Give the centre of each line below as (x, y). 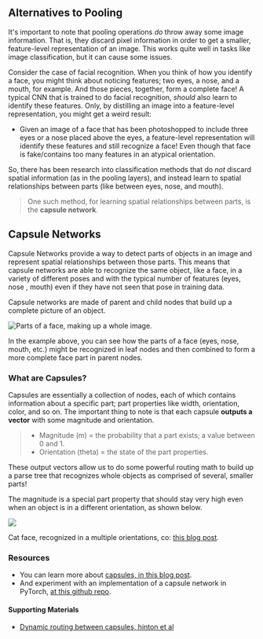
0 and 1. (52, 443)
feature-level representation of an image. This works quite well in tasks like (130, 48)
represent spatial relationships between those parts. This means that (119, 262)
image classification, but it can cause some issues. (90, 57)
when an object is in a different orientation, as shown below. (105, 507)
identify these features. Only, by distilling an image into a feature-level (121, 105)
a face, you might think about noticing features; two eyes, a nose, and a (124, 80)
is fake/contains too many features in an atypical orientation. (117, 154)
